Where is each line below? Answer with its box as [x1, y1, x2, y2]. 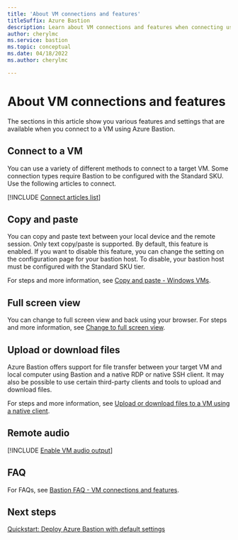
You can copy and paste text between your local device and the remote [7, 232, 216, 241]
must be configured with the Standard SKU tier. [7, 262, 145, 271]
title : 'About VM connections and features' [7, 10, 141, 18]
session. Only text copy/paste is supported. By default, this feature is [7, 239, 209, 249]
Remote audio [7, 427, 70, 439]
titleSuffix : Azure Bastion [7, 17, 91, 24]
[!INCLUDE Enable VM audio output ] [7, 445, 113, 455]
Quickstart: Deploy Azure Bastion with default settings [7, 525, 165, 534]
